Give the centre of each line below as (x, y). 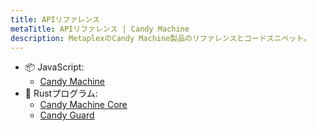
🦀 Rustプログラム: (61, 93)
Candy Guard (67, 115)
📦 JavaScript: (54, 67)
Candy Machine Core (83, 105)
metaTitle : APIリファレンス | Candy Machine (100, 29)
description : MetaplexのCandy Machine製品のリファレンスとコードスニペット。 (161, 38)
